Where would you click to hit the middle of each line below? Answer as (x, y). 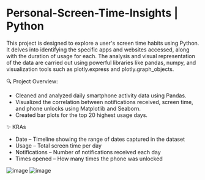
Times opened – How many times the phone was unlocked (89, 159)
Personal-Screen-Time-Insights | (92, 13)
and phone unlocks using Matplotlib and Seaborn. (78, 108)
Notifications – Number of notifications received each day (88, 152)
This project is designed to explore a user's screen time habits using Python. (103, 43)
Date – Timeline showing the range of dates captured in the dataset (100, 139)
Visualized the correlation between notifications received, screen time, (104, 102)
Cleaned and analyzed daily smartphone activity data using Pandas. (101, 96)
